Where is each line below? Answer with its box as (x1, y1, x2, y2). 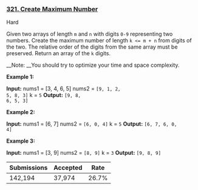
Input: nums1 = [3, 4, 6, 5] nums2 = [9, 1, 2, (6, 85, 121, 92)
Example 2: (6, 109, 35, 116)
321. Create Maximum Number (6, 5, 98, 13)
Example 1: (6, 73, 35, 81)
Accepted (53, 163, 83, 172)
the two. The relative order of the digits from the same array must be (6, 43, 178, 50)
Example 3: (6, 137, 35, 144)
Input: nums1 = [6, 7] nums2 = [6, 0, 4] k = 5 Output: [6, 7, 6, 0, (6, 120, 177, 127)
